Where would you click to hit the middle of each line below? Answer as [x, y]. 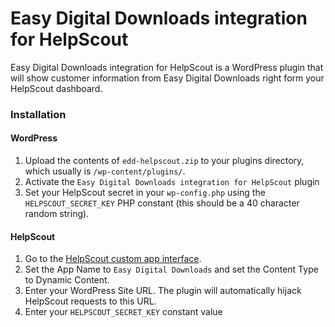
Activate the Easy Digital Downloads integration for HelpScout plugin [172, 182]
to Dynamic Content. [67, 280]
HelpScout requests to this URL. [90, 301]
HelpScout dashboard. [56, 88]
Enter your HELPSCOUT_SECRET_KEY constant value [123, 312]
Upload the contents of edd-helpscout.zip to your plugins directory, [164, 161]
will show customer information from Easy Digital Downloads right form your [167, 78]
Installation [38, 114]
